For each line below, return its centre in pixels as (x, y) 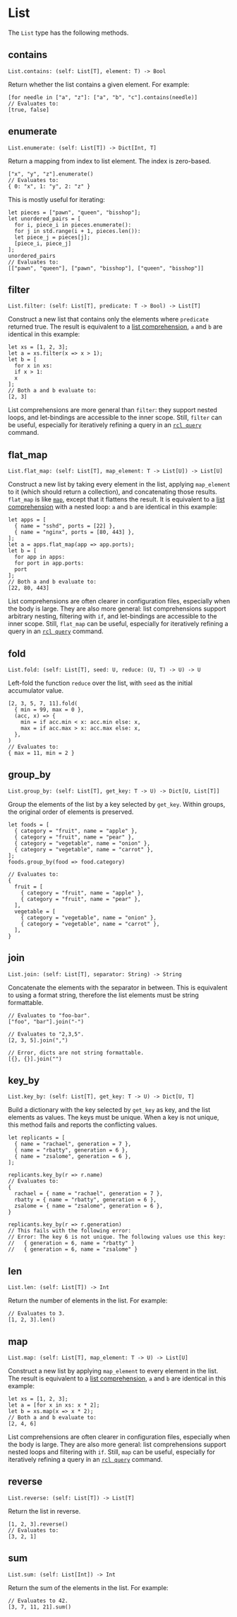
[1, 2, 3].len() (32, 1320)
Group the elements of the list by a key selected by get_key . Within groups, (117, 804)
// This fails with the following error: (70, 1231)
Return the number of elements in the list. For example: (88, 1300)
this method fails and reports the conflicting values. (83, 1125)
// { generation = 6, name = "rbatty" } (71, 1243)
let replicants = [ (37, 1138)
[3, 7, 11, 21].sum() (40, 1607)
